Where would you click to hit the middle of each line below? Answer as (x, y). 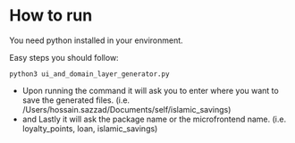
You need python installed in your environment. (96, 40)
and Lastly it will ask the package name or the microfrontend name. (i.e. (154, 119)
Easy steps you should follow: (64, 57)
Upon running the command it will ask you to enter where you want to (150, 90)
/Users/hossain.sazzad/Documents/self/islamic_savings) (126, 109)
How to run (51, 16)
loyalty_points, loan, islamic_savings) (90, 128)
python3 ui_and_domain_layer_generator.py (89, 74)
